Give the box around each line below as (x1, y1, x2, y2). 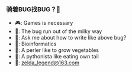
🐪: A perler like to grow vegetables (14, 47, 99, 54)
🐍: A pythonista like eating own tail (14, 53, 99, 60)
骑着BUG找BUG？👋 (6, 5, 61, 13)
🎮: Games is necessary (14, 19, 73, 27)
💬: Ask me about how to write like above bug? (14, 34, 127, 41)
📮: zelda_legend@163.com (14, 59, 80, 66)
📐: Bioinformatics (14, 40, 57, 48)
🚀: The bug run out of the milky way (14, 28, 102, 35)
